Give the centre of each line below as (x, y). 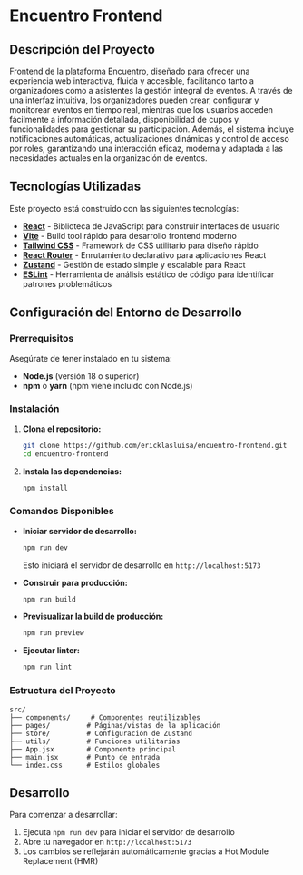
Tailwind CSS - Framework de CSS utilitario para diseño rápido (140, 245)
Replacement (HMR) (60, 861)
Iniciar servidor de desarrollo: (80, 531)
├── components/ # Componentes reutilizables (105, 717)
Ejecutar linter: (51, 651)
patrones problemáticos (67, 283)
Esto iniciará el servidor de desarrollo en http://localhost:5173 (142, 565)
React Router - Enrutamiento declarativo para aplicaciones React (144, 254)
